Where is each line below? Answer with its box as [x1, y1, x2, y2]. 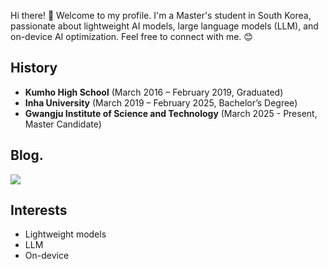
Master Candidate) [24, 118, 102, 130]
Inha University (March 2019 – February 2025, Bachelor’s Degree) [24, 96, 298, 109]
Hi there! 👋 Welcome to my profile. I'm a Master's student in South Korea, [10, 10, 312, 21]
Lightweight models [24, 228, 107, 240]
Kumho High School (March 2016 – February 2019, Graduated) [24, 86, 284, 98]
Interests [10, 202, 68, 219]
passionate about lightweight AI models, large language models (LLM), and [10, 20, 319, 32]
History [10, 60, 58, 77]
